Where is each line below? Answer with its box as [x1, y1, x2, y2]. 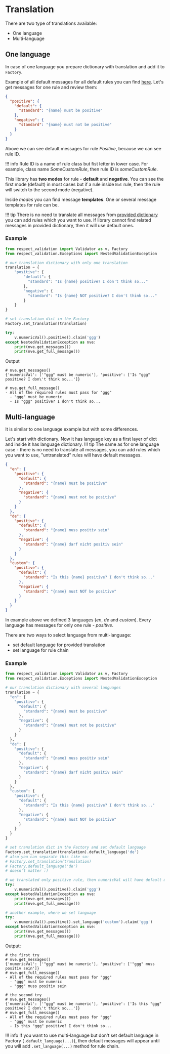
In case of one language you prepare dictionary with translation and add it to [5, 63, 165, 69]
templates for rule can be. [5, 201, 59, 208]
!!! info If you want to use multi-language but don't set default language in [5, 1032, 158, 1038]
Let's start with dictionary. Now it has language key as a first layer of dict [5, 436, 157, 442]
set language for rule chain [12, 647, 69, 653]
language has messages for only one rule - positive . [5, 622, 114, 628]
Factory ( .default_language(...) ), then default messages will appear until [5, 1037, 160, 1043]
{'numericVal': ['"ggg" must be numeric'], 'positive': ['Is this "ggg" [5, 1001, 162, 1006]
